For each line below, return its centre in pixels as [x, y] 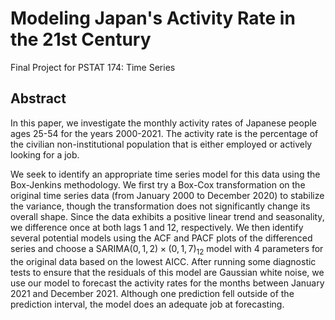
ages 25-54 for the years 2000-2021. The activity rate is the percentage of [164, 133]
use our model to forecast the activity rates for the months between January [167, 283]
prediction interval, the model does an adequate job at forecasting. [147, 304]
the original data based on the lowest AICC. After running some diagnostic [163, 261]
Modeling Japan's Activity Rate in [153, 18]
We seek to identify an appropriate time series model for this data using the [165, 174]
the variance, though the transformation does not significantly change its [160, 206]
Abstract [38, 98]
